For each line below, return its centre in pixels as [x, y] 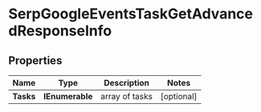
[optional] [179, 96]
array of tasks [126, 96]
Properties [35, 60]
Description [127, 83]
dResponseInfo [60, 31]
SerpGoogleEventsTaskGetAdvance [130, 14]
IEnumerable [68, 96]
